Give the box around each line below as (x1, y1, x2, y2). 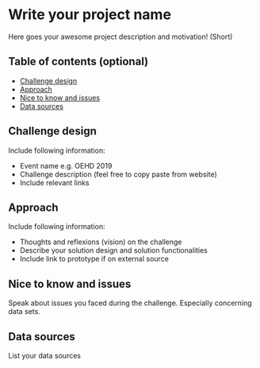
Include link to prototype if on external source (19, 254, 169, 264)
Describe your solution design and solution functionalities (19, 246, 208, 255)
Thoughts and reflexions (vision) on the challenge (19, 237, 182, 247)
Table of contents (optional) (8, 55, 149, 68)
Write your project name (8, 6, 172, 24)
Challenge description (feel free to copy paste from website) (19, 169, 218, 179)
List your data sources (8, 351, 82, 360)
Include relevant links (19, 177, 90, 188)
